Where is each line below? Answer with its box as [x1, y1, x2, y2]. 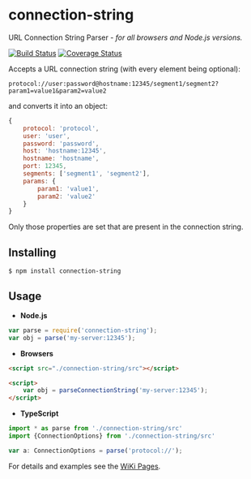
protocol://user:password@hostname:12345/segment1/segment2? [8, 80, 219, 88]
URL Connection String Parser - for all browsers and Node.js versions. [8, 32, 243, 42]
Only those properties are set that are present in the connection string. [8, 222, 244, 232]
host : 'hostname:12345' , [23, 147, 107, 155]
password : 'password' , [23, 140, 100, 148]
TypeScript [19, 408, 59, 419]
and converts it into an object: [8, 101, 108, 110]
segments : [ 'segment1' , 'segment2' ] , [23, 170, 151, 178]
